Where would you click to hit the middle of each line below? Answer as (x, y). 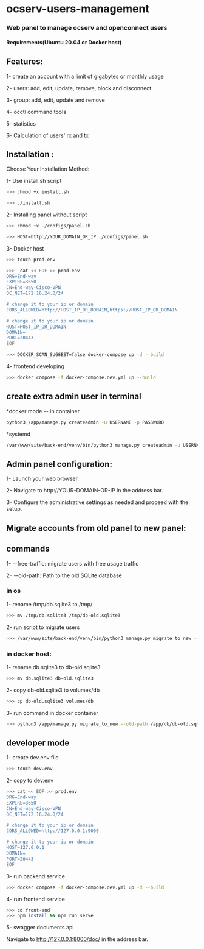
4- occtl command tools (36, 112)
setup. (14, 509)
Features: (25, 62)
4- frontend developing (36, 366)
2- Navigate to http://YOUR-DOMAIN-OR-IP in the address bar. (85, 491)
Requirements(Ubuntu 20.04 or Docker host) (64, 42)
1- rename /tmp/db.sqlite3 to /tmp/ (49, 604)
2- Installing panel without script (47, 215)
